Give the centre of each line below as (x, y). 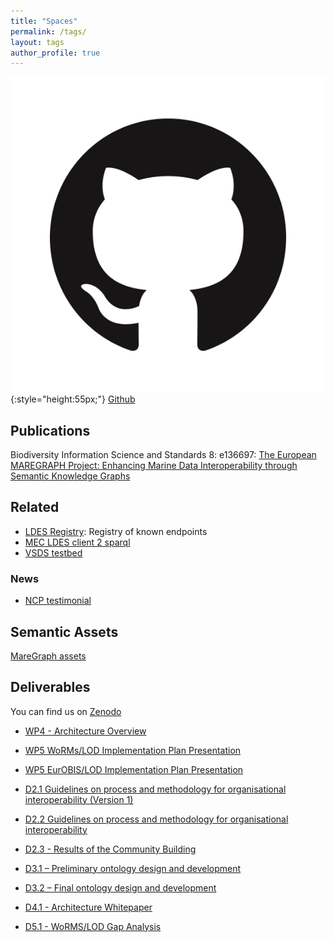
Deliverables (50, 687)
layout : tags (37, 42)
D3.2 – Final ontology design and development (120, 887)
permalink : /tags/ (48, 31)
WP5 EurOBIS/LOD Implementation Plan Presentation (134, 769)
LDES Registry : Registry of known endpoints (116, 531)
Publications (50, 430)
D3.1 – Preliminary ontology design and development (133, 868)
